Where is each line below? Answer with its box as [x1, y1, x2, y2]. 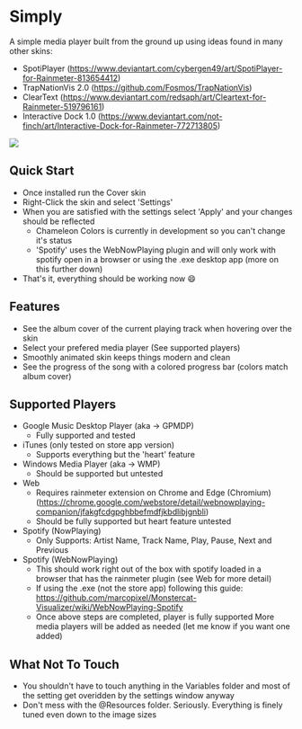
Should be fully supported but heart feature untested [35, 516, 232, 527]
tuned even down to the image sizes [22, 709, 157, 720]
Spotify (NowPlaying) [22, 526, 102, 537]
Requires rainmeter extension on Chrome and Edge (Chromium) [35, 487, 271, 498]
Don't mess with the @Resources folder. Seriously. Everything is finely [22, 699, 283, 711]
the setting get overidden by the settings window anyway [22, 690, 235, 701]
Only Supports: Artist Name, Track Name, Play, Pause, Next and [35, 535, 272, 546]
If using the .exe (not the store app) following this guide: [35, 582, 244, 594]
